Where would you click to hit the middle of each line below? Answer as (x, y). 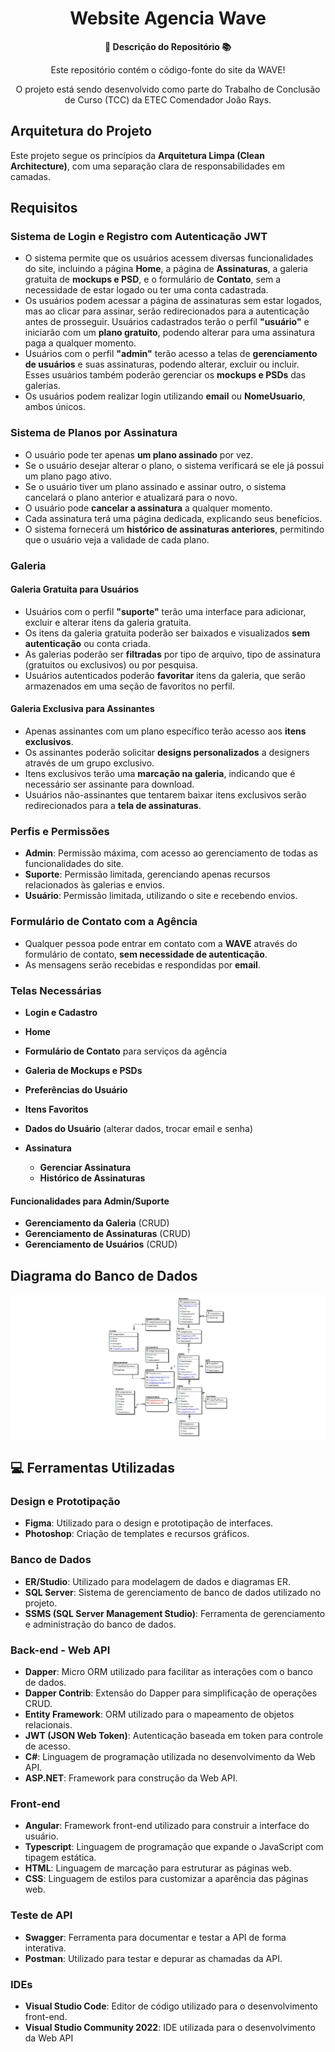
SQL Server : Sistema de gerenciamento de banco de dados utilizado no (173, 1592)
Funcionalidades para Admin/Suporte (90, 1201)
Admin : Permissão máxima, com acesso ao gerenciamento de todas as (171, 853)
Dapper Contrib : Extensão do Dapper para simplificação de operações (171, 1693)
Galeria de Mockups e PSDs (83, 1070)
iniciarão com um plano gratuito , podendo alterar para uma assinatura (170, 333)
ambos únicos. (55, 407)
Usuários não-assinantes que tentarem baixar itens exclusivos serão (165, 795)
